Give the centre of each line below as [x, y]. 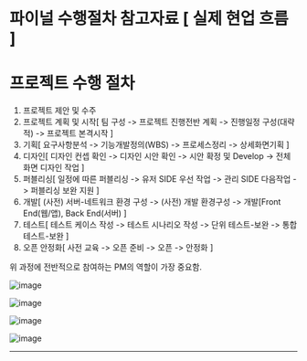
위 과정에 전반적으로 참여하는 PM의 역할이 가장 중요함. [106, 267]
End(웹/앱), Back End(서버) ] [74, 213]
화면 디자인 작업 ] [53, 168]
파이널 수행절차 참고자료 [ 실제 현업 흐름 [149, 19]
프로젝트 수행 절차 [72, 84]
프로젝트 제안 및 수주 [59, 111]
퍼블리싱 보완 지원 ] [65, 191]
